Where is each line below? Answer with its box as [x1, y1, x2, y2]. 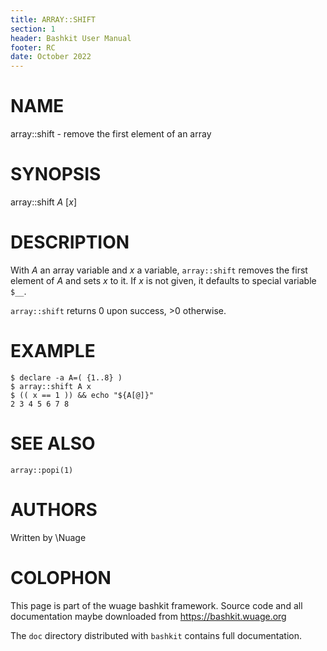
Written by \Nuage [10, 531, 87, 543]
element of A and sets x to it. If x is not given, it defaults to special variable [10, 274, 317, 286]
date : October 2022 [10, 52, 92, 62]
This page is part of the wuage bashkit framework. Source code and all [10, 599, 303, 611]
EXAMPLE [10, 340, 96, 363]
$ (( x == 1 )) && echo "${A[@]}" [10, 390, 155, 400]
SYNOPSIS [10, 163, 102, 186]
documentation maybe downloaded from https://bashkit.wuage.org [10, 610, 287, 622]
